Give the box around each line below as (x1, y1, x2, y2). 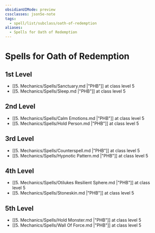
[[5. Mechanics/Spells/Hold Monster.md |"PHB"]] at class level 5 (12, 217, 141, 223)
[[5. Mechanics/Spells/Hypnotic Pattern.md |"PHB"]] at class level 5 (12, 153, 149, 158)
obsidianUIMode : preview (5, 7, 56, 12)
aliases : (5, 25, 23, 30)
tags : (5, 16, 16, 21)
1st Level (5, 70, 32, 78)
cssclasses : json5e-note (5, 12, 56, 17)
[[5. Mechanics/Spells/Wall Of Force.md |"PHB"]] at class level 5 (12, 222, 141, 228)
